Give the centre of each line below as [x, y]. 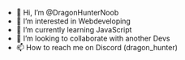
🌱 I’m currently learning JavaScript [74, 30]
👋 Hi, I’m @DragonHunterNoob [67, 13]
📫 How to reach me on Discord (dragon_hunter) [97, 47]
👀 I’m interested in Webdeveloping [73, 21]
